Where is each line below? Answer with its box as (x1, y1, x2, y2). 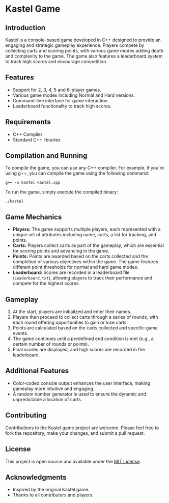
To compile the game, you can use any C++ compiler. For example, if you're (5, 165, 164, 171)
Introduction (5, 23, 46, 32)
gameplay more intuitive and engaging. (12, 385, 95, 392)
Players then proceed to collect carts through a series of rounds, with (12, 314, 159, 320)
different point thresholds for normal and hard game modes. (12, 264, 138, 270)
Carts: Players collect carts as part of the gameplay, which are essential (12, 242, 164, 248)
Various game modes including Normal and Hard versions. (12, 92, 135, 98)
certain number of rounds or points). (12, 341, 89, 347)
